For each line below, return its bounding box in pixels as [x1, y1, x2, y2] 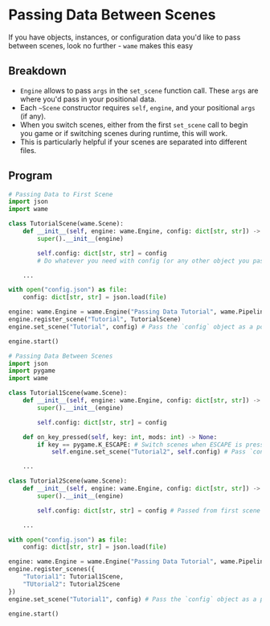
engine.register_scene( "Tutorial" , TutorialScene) [8, 316, 182, 324]
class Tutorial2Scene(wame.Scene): [8, 477, 128, 485]
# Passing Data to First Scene [8, 190, 113, 198]
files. [19, 145, 37, 155]
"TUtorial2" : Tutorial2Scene [22, 580, 121, 588]
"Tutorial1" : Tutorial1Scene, [22, 573, 125, 581]
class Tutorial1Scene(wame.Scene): [8, 389, 128, 397]
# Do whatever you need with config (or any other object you [37, 256, 250, 265]
